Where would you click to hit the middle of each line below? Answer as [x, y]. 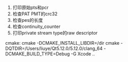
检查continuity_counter [37, 26]
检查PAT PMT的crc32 [35, 14]
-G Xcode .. [83, 54]
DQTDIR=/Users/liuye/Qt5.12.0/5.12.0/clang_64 [54, 48]
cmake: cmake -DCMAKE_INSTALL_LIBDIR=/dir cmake [62, 43]
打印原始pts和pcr [31, 7]
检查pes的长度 [28, 20]
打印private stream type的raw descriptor [55, 33]
